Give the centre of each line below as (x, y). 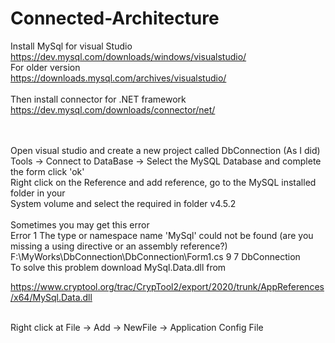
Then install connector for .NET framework (98, 99)
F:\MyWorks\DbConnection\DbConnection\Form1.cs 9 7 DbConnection (155, 256)
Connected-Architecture (115, 18)
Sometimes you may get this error (80, 224)
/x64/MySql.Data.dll (51, 297)
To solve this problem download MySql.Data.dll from (118, 267)
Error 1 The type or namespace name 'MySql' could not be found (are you (162, 235)
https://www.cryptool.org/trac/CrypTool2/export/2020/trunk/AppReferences (167, 286)
